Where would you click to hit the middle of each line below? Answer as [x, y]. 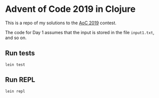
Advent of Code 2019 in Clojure [70, 9]
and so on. [16, 38]
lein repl [15, 91]
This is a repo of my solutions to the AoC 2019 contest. [61, 23]
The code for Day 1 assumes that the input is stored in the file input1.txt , [80, 32]
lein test [15, 65]
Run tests [20, 53]
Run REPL [20, 80]
